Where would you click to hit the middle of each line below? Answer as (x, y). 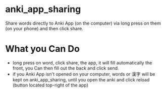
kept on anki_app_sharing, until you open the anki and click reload (81, 79)
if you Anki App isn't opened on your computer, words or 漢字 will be (84, 74)
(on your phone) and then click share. (44, 28)
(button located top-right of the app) (50, 85)
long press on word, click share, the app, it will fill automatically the (82, 63)
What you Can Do (42, 49)
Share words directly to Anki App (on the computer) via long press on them (83, 23)
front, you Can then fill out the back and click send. (66, 68)
